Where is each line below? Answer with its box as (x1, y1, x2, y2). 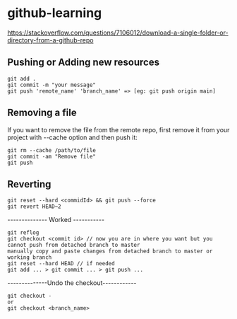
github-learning (7, 5, 102, 21)
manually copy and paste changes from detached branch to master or (7, 248, 213, 255)
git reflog (7, 229, 39, 236)
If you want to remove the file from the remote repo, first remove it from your (7, 125, 230, 134)
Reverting (7, 178, 51, 190)
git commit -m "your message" (7, 81, 97, 88)
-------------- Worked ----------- (7, 216, 104, 224)
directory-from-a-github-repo (7, 35, 94, 44)
